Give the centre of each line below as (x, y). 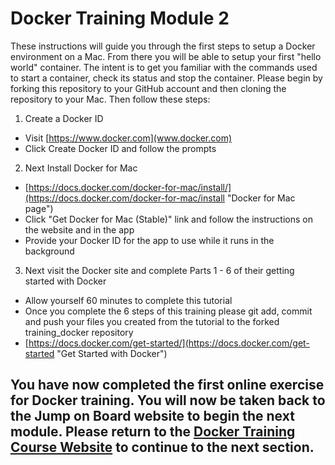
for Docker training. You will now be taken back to (168, 400)
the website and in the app (79, 229)
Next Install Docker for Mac (81, 168)
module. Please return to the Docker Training (153, 432)
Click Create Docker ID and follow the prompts (120, 148)
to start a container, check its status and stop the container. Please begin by (166, 78)
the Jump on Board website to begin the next (152, 416)
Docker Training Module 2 (120, 18)
